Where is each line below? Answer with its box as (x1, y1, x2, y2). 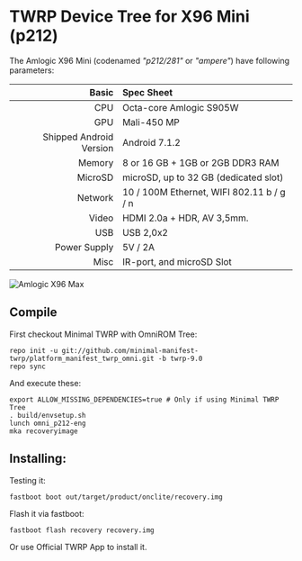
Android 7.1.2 (122, 136, 182, 149)
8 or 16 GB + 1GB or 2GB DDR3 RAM (122, 156, 280, 168)
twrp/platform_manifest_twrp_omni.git (9, 354, 155, 363)
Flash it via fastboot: (9, 508, 84, 519)
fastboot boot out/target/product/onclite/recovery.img (9, 493, 223, 502)
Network (76, 191, 114, 204)
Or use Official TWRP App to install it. (9, 541, 147, 552)
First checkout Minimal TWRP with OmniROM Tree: (9, 329, 198, 339)
